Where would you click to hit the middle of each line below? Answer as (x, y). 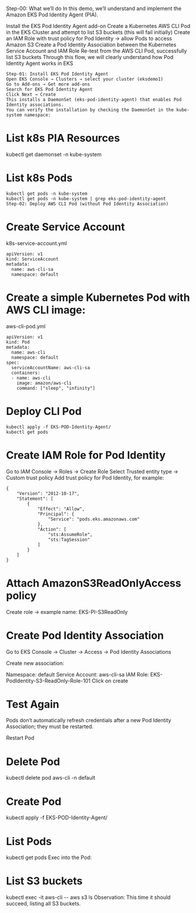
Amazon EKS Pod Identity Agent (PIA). (52, 15)
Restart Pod (20, 738)
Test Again (33, 704)
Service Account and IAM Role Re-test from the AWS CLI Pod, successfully (97, 51)
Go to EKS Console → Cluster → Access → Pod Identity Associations (89, 651)
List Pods (29, 841)
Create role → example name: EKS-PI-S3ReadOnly (67, 612)
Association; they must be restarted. (50, 727)
